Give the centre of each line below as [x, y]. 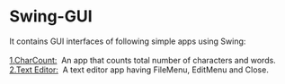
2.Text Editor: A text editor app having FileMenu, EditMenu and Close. [139, 70]
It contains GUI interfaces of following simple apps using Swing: [128, 41]
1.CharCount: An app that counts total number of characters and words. [142, 60]
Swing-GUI [51, 17]
